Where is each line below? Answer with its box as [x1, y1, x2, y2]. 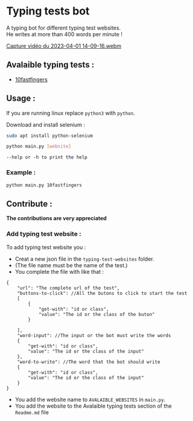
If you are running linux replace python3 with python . [6, 109, 136, 116]
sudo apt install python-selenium [6, 133, 93, 139]
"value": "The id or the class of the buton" [38, 311, 155, 317]
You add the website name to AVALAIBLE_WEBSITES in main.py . [14, 396, 166, 403]
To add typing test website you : [6, 243, 86, 251]
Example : [6, 168, 36, 177]
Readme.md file [14, 408, 49, 416]
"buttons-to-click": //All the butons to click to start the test [17, 290, 188, 296]
